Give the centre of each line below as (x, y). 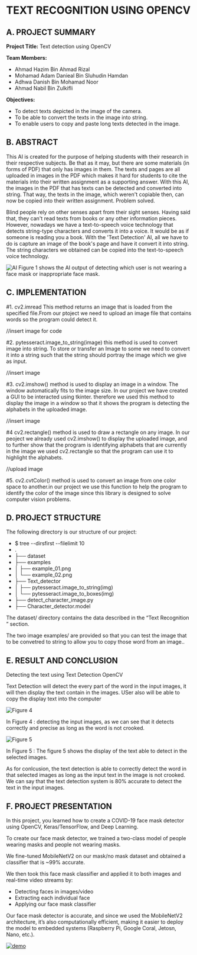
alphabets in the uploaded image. (47, 409)
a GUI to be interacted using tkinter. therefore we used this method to (90, 397)
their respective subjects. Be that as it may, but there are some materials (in (98, 163)
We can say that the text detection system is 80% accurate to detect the (94, 782)
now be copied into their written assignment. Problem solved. (81, 200)
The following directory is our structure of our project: (72, 532)
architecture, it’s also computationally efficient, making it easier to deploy (95, 922)
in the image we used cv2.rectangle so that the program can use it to (90, 451)
